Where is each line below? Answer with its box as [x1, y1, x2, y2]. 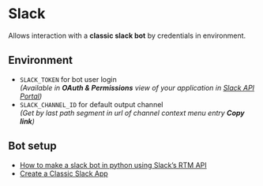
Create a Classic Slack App [19, 169, 108, 178]
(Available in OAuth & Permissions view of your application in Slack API [19, 83, 255, 92]
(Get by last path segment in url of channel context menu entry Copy [19, 108, 245, 117]
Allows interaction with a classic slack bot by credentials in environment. [8, 31, 246, 40]
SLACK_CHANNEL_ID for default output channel [19, 99, 163, 109]
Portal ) [19, 91, 43, 101]
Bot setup [8, 139, 57, 153]
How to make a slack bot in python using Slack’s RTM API [19, 160, 207, 169]
